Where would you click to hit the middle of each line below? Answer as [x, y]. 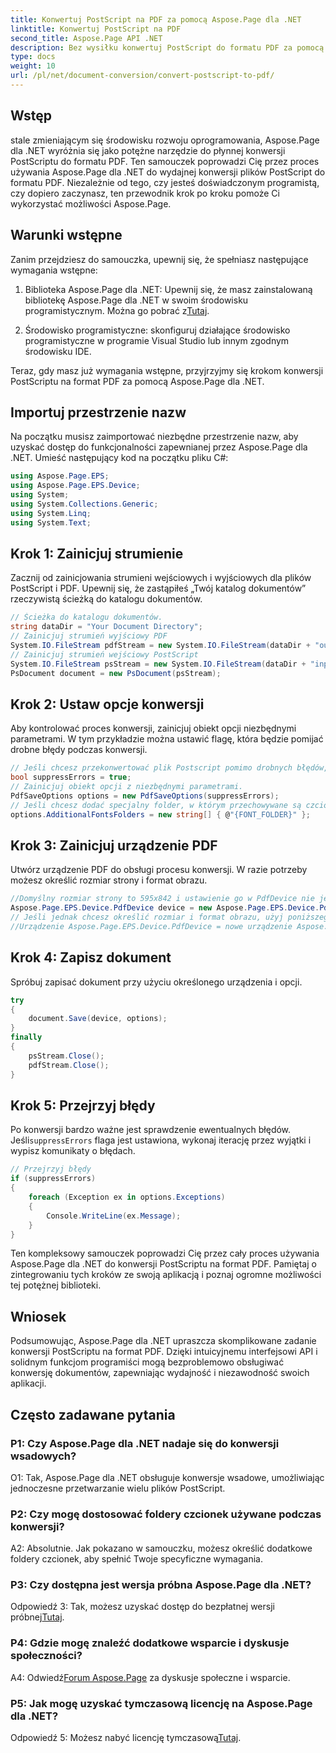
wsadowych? [43, 1456]
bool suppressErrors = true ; [71, 777]
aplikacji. [28, 1383]
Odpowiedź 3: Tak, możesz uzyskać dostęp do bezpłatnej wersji [142, 1607]
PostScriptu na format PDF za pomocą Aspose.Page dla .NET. [137, 381]
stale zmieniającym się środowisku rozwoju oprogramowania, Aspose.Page [165, 140]
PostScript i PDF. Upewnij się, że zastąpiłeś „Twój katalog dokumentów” [158, 588]
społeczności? [46, 1656]
